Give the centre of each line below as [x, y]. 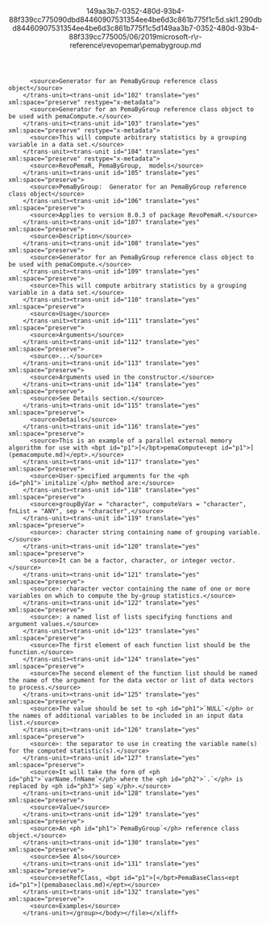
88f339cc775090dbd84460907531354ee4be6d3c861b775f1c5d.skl [122, 19]
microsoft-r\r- [179, 37]
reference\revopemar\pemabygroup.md [135, 45]
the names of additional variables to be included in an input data [126, 716]
